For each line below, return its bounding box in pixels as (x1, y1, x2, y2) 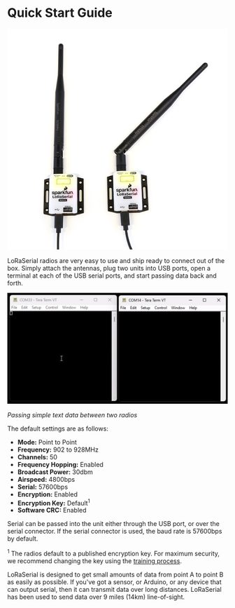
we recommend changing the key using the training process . (7, 557, 182, 565)
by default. (7, 534, 38, 543)
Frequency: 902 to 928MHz (17, 445, 99, 454)
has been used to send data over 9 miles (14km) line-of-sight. (7, 593, 185, 601)
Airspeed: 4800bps (17, 475, 76, 483)
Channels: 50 (17, 452, 58, 461)
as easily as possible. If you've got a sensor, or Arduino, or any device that (7, 578, 222, 586)
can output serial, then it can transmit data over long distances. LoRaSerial (7, 586, 222, 594)
